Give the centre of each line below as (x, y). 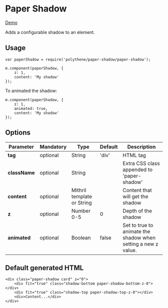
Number (81, 210)
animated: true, (31, 108)
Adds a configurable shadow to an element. (50, 32)
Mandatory (53, 146)
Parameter (21, 146)
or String (82, 202)
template (82, 196)
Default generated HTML (44, 268)
